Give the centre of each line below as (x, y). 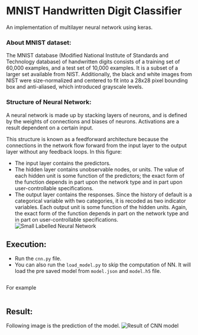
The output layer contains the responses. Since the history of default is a (103, 194)
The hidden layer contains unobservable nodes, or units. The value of (99, 169)
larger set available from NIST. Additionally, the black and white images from (99, 74)
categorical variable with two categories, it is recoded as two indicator (100, 201)
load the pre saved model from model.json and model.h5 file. (88, 271)
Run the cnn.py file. (38, 259)
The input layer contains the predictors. (63, 163)
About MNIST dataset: (39, 43)
